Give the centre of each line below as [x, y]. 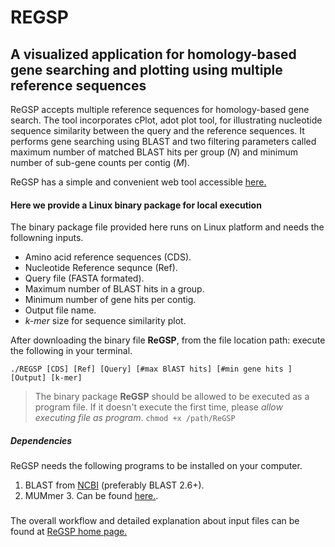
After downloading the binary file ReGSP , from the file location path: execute [168, 340]
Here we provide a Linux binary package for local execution [136, 205]
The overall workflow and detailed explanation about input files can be [155, 521]
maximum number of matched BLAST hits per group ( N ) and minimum [154, 152]
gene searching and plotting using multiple [146, 69]
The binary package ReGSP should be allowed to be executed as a [172, 397]
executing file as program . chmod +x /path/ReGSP [135, 418]
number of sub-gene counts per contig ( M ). [100, 162]
